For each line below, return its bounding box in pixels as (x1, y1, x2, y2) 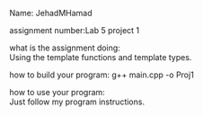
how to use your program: (9, 87, 105, 97)
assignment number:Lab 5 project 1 (9, 25, 140, 35)
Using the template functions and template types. (9, 52, 192, 62)
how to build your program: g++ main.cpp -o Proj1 (9, 69, 195, 80)
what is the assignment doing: (9, 42, 121, 53)
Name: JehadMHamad (9, 8, 93, 18)
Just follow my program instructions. (9, 96, 146, 107)
